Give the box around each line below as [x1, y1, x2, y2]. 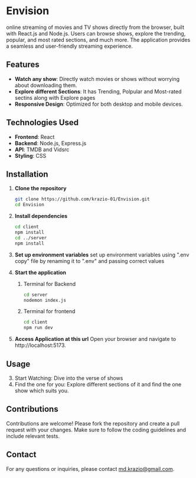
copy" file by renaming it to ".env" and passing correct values [14, 257, 165, 264]
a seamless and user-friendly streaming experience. [6, 43, 133, 50]
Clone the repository [14, 185, 67, 192]
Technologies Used [6, 118, 79, 128]
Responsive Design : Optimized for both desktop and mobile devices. [14, 100, 183, 108]
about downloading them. [14, 82, 77, 89]
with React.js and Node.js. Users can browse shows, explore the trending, [6, 30, 186, 37]
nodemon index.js [23, 297, 67, 303]
